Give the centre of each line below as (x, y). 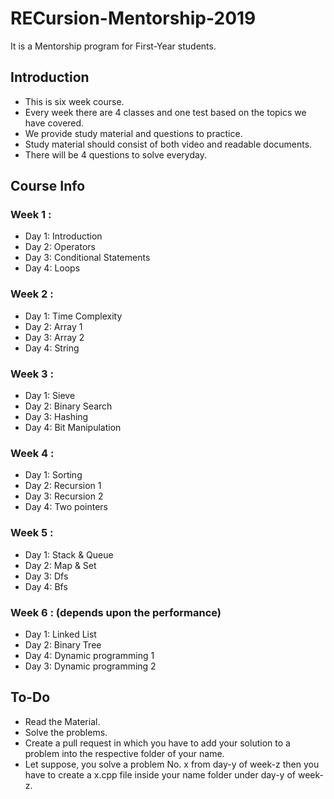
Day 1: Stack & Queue (69, 554)
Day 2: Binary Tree (63, 644)
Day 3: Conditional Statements (87, 258)
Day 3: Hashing (56, 417)
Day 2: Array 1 (53, 326)
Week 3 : (32, 374)
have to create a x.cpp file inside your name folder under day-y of (160, 774)
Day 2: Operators (60, 247)
